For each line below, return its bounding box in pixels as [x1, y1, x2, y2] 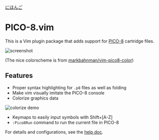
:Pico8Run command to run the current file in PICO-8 [12, 119, 119, 125]
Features [5, 71, 33, 80]
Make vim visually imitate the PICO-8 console [12, 90, 105, 96]
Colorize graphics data [12, 95, 59, 101]
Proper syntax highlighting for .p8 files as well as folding [12, 84, 127, 90]
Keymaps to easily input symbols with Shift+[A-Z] [12, 114, 113, 120]
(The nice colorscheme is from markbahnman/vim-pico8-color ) [5, 57, 134, 63]
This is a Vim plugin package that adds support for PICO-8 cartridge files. [5, 38, 155, 44]
